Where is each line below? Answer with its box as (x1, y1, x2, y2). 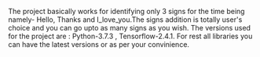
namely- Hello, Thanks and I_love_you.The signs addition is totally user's (8, 15, 243, 24)
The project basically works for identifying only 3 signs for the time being (8, 7, 245, 16)
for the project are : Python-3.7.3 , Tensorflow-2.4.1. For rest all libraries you (8, 31, 253, 41)
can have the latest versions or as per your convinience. (8, 40, 190, 49)
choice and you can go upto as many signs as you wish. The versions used (8, 23, 251, 32)
